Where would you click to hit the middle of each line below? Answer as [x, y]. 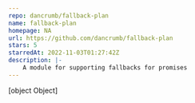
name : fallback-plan [43, 23]
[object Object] [33, 90]
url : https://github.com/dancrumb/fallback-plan [91, 38]
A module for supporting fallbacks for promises [105, 68]
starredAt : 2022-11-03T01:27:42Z [64, 53]
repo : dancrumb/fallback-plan [59, 16]
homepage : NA [30, 30]
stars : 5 [23, 46]
